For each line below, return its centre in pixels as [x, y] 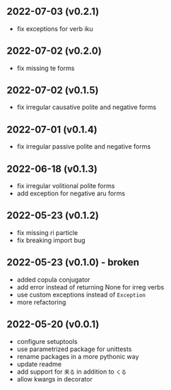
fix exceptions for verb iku [55, 28]
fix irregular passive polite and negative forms [84, 147]
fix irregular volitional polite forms [66, 186]
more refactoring [41, 302]
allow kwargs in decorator [54, 379]
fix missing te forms [46, 68]
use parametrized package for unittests [74, 349]
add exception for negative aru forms [71, 193]
